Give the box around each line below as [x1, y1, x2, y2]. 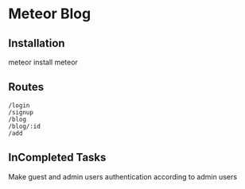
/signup [8, 108, 34, 116]
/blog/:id [8, 122, 41, 130]
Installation [8, 37, 65, 50]
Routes [8, 80, 45, 94]
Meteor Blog [8, 5, 91, 23]
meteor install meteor [8, 57, 78, 67]
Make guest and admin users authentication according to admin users [8, 172, 237, 181]
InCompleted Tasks [8, 151, 107, 164]
